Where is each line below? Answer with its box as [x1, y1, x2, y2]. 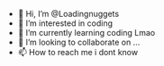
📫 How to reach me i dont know [17, 47, 138, 57]
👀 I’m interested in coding [17, 18, 114, 29]
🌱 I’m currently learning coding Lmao [17, 28, 156, 37]
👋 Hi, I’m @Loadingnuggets [17, 9, 120, 19]
